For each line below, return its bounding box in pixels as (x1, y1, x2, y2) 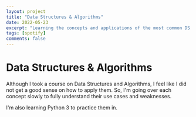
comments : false (6, 36, 46, 42)
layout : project (6, 8, 46, 15)
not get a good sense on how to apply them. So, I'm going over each (6, 86, 172, 94)
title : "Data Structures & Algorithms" (6, 14, 104, 20)
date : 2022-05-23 (6, 19, 49, 25)
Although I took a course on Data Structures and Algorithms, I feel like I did (6, 80, 187, 87)
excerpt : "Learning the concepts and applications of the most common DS (6, 25, 191, 31)
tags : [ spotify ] (6, 30, 46, 36)
